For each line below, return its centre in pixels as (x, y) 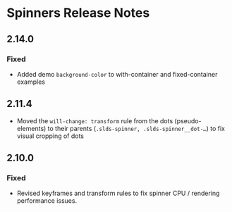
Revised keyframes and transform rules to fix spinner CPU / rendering (118, 193)
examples (31, 82)
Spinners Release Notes (78, 13)
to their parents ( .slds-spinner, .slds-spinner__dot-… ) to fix (136, 128)
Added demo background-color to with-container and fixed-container (117, 74)
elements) (31, 128)
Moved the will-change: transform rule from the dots (95, 120)
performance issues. (47, 201)
